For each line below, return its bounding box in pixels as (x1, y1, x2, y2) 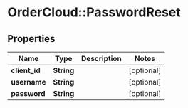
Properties (7, 33, 56, 45)
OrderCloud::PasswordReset (7, 4, 181, 21)
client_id (11, 65, 41, 75)
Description (80, 54, 122, 63)
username (11, 77, 46, 87)
